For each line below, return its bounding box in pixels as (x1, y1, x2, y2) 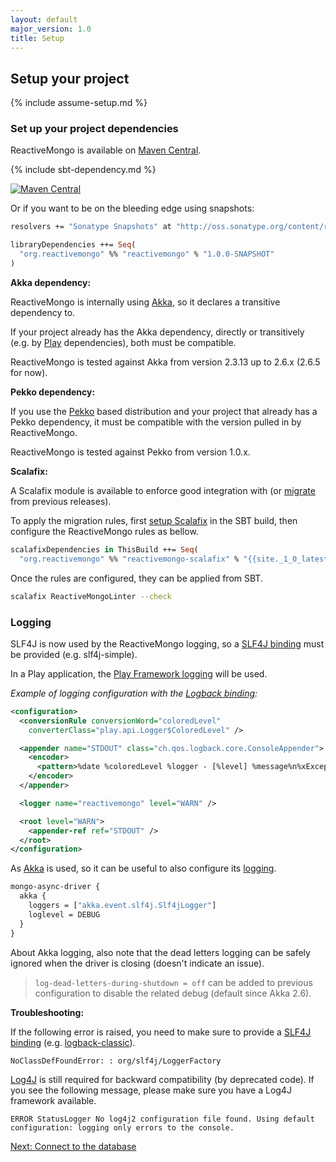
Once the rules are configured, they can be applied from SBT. (10, 572, 263, 584)
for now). (10, 366, 48, 378)
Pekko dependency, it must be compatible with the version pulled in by (10, 416, 302, 428)
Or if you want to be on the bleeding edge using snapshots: (10, 202, 255, 215)
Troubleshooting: (10, 1006, 85, 1018)
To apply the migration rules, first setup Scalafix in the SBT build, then (10, 514, 298, 526)
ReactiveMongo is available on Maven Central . (10, 144, 202, 156)
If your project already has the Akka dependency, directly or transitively (10, 326, 305, 338)
